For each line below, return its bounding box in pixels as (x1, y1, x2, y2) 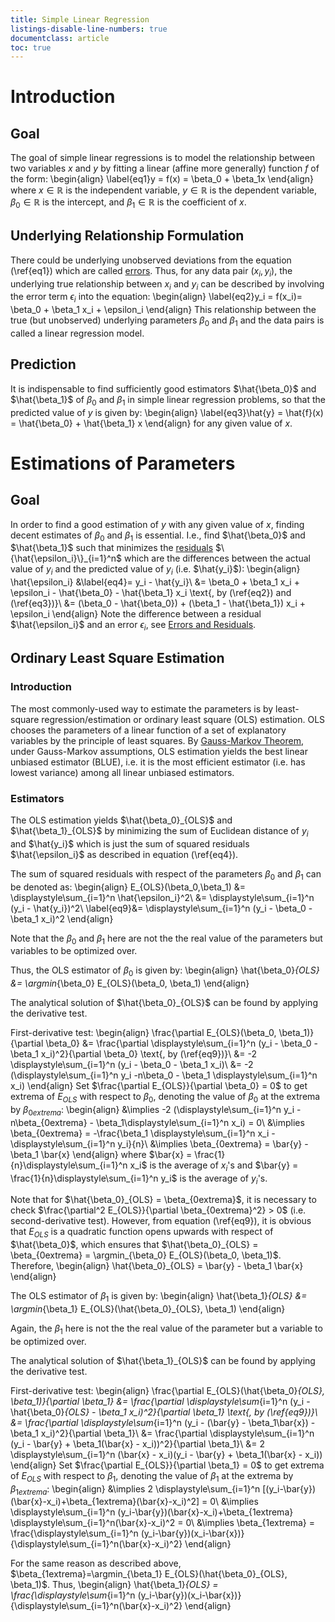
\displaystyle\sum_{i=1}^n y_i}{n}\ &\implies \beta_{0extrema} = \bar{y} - (10, 1137, 309, 1150)
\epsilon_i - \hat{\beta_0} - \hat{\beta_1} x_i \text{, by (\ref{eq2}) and (10, 587, 292, 599)
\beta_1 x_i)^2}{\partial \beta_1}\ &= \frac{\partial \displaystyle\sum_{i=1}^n (10, 1427, 315, 1439)
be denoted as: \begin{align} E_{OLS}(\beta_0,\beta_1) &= (10, 881, 246, 893)
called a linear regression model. (10, 327, 145, 340)
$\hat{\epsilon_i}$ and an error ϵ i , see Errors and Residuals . (10, 619, 257, 633)
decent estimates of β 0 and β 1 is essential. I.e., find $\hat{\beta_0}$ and (10, 529, 306, 543)
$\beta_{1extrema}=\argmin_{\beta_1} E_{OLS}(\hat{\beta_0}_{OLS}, (10, 1568, 288, 1580)
